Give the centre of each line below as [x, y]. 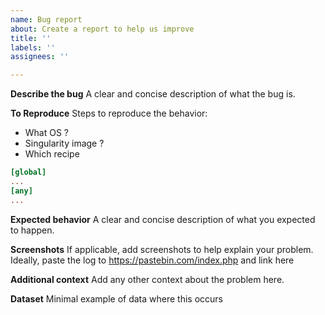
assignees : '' [40, 57]
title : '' [31, 38]
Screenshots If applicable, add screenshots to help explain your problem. [162, 249]
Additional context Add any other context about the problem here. [147, 279]
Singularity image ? [64, 143]
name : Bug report [46, 19]
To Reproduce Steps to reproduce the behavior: [109, 113]
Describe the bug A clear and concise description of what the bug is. [153, 94]
